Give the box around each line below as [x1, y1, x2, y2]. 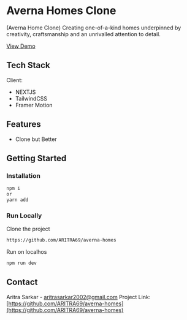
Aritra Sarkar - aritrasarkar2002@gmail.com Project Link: [6, 293, 151, 300]
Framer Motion [15, 101, 53, 109]
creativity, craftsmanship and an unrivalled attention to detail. [6, 30, 161, 37]
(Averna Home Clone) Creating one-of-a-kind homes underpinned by [6, 24, 181, 31]
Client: [6, 76, 23, 83]
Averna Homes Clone [6, 4, 116, 18]
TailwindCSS [15, 94, 48, 102]
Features [6, 119, 41, 129]
